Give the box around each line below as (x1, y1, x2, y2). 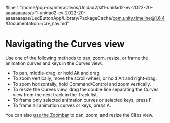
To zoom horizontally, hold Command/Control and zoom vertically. (12, 80, 151, 87)
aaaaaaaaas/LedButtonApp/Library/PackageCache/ (5, 15, 113, 21)
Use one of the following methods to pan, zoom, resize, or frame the (5, 55, 148, 61)
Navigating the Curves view (5, 38, 125, 50)
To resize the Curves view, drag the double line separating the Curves (12, 86, 159, 92)
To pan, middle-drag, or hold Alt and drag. (12, 70, 101, 76)
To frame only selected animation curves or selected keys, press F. (12, 97, 153, 103)
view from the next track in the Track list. (12, 91, 98, 98)
